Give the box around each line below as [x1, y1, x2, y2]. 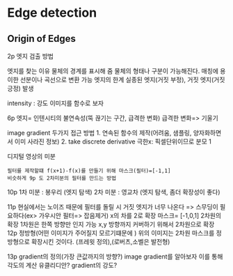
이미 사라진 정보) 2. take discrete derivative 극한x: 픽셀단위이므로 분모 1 [14, 137, 212, 146]
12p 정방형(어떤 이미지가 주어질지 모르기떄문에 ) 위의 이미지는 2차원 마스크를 [7, 229, 215, 237]
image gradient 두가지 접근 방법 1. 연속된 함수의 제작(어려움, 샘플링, [7, 129, 192, 137]
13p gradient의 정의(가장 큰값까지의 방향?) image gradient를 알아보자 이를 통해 [7, 252, 223, 261]
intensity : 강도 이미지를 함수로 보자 [7, 99, 104, 107]
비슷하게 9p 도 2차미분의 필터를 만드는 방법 [7, 175, 117, 182]
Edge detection [7, 5, 97, 21]
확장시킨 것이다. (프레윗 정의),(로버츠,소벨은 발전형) [31, 238, 170, 245]
